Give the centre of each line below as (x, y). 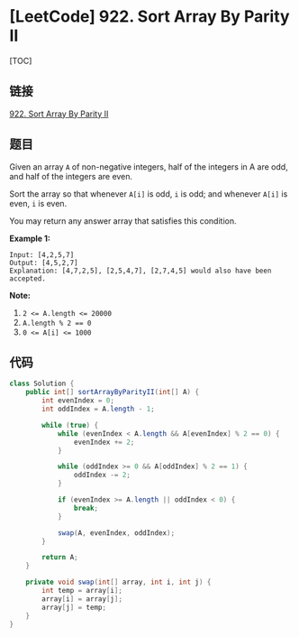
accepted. (28, 278)
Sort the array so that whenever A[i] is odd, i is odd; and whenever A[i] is (149, 194)
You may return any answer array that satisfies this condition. (123, 221)
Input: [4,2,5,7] (42, 254)
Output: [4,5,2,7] (44, 263)
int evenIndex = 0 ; (78, 401)
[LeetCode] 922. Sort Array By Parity (149, 17)
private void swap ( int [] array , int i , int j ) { (118, 582)
